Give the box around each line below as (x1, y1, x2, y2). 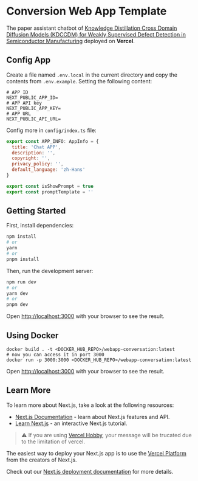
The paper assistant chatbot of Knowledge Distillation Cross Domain (6, 24, 177, 32)
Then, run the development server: (6, 267, 94, 274)
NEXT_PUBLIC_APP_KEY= (6, 105, 61, 111)
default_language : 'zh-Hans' (12, 167, 86, 173)
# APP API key (6, 100, 43, 106)
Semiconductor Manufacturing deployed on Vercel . (6, 37, 135, 44)
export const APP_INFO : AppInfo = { (6, 138, 99, 144)
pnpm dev (6, 302, 29, 308)
